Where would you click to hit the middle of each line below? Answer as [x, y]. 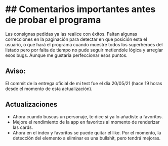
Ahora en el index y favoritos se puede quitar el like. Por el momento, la [87, 132]
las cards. [23, 127]
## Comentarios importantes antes [80, 9]
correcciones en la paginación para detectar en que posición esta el [76, 39]
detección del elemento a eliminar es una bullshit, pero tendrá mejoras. [87, 138]
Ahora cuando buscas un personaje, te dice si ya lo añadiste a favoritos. [88, 116]
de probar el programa [53, 20]
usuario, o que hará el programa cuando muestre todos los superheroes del [84, 44]
